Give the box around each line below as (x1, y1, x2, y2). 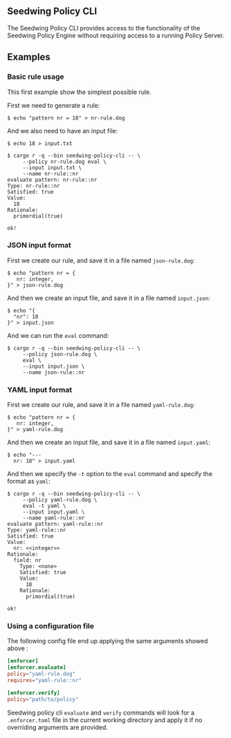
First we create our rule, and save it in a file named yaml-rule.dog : (7, 401, 195, 409)
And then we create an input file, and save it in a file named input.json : (7, 294, 211, 302)
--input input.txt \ (22, 164, 82, 171)
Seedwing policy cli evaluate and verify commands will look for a (7, 708, 195, 717)
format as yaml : (7, 477, 50, 486)
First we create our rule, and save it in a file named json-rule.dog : (7, 256, 195, 265)
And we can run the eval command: (7, 331, 109, 339)
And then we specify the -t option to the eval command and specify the (7, 470, 213, 478)
